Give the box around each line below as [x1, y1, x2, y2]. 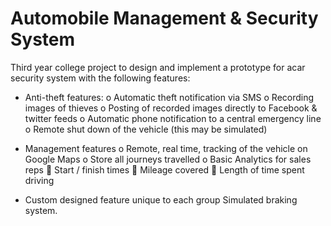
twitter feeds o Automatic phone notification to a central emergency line [24, 112, 322, 124]
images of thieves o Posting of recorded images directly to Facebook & [24, 102, 318, 114]
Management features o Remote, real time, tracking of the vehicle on [24, 142, 308, 154]
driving [24, 174, 55, 186]
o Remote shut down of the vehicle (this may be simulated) [24, 123, 268, 135]
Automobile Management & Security [10, 7, 319, 30]
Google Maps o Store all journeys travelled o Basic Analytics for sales [24, 153, 312, 165]
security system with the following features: [10, 72, 191, 84]
